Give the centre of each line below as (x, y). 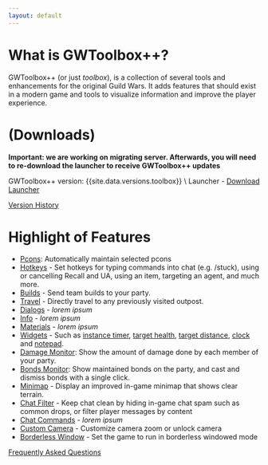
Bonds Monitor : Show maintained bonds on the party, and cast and (130, 369)
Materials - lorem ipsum (59, 327)
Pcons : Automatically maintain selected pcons (95, 259)
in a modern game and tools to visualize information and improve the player (132, 94)
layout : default (35, 16)
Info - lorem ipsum (50, 318)
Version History (34, 205)
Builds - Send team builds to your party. (85, 293)
